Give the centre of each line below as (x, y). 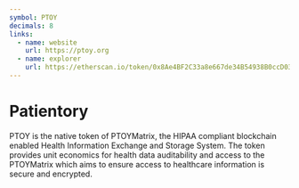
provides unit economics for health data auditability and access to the (137, 155)
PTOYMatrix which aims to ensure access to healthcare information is (137, 164)
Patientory (49, 111)
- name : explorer (49, 59)
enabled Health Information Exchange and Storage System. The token (137, 145)
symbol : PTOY (33, 17)
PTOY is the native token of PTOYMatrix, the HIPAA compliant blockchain (143, 135)
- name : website (47, 42)
